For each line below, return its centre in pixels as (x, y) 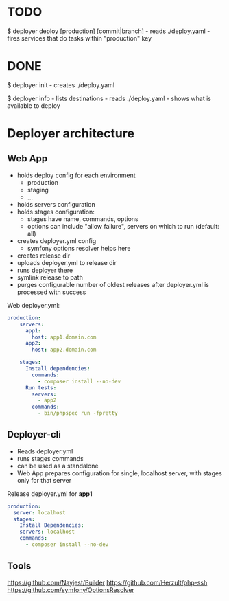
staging (38, 190)
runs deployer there (45, 270)
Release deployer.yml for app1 (50, 494)
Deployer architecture (71, 134)
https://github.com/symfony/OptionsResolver (71, 590)
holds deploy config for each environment (76, 175)
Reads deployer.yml (45, 451)
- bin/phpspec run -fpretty (77, 413)
